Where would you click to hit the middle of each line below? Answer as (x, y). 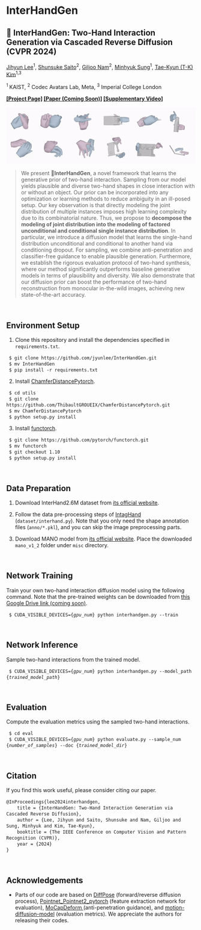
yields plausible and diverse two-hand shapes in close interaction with (108, 186)
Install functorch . (36, 429)
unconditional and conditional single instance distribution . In (98, 231)
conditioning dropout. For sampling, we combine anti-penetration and (107, 250)
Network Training (40, 576)
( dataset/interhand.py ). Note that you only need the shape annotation (102, 521)
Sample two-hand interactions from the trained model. (73, 659)
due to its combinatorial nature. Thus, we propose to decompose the (106, 218)
